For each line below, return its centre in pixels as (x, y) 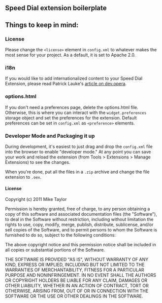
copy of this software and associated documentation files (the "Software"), (81, 214)
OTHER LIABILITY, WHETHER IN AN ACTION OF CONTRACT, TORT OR (77, 286)
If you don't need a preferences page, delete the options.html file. (72, 107)
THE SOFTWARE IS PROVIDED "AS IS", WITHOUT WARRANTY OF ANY (77, 260)
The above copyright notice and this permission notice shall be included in (81, 245)
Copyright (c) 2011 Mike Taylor (36, 199)
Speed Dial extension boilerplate (56, 8)
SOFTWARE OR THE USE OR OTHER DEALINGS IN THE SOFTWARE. (74, 296)
